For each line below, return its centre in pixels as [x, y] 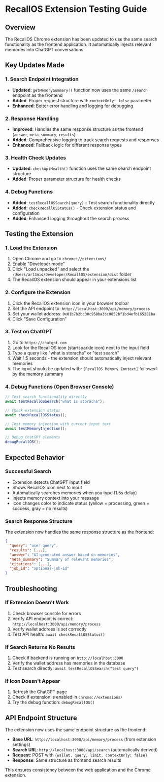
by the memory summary [38, 374]
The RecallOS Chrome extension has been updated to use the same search [81, 39]
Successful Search [28, 471]
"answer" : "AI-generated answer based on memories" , [65, 555]
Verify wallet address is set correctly [49, 629]
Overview [20, 27]
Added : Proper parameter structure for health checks [66, 179]
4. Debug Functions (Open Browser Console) [60, 387]
